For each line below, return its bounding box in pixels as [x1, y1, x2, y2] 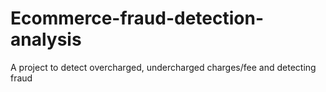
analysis [10, 28, 82, 51]
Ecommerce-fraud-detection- [10, 7, 265, 30]
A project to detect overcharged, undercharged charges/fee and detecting [10, 61, 317, 73]
